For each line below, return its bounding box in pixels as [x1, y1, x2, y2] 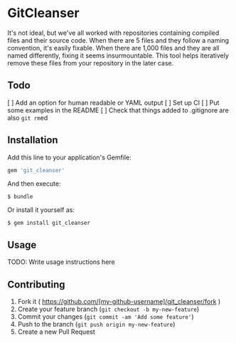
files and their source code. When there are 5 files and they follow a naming [7, 36, 230, 44]
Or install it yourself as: [7, 206, 75, 214]
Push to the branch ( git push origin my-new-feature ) [17, 320, 176, 329]
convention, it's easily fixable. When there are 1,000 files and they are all [7, 43, 220, 52]
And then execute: [7, 179, 61, 188]
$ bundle [7, 194, 33, 201]
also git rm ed [7, 113, 48, 122]
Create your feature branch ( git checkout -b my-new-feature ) [17, 305, 200, 314]
